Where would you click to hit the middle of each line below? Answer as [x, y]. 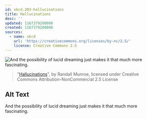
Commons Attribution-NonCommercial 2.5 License [67, 79]
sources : [14, 32]
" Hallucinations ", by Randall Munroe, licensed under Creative [78, 74]
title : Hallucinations [28, 14]
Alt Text [17, 94]
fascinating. [17, 111]
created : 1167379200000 [29, 28]
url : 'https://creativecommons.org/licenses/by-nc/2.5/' [73, 41]
